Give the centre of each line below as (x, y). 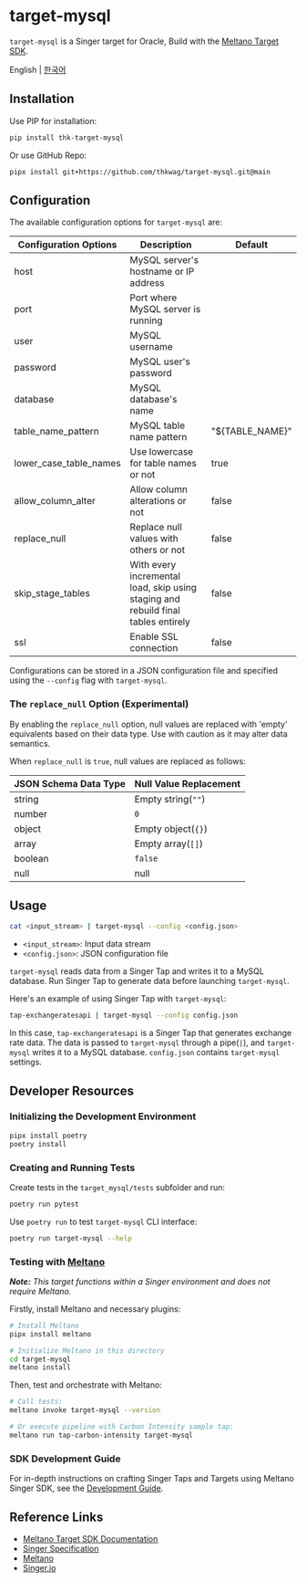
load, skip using (163, 588)
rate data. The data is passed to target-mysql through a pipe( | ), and (138, 1042)
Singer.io (39, 1567)
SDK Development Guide (65, 1459)
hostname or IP (162, 272)
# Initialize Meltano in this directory (87, 1351)
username (151, 347)
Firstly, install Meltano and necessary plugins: (95, 1309)
